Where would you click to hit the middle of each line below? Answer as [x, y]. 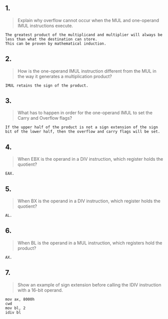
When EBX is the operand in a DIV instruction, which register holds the [90, 159]
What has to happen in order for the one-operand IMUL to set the [85, 113]
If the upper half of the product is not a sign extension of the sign [81, 127]
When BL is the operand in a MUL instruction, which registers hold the [90, 243]
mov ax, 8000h [20, 299]
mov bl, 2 [16, 308]
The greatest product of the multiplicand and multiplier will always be [84, 35]
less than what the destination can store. [51, 39]
